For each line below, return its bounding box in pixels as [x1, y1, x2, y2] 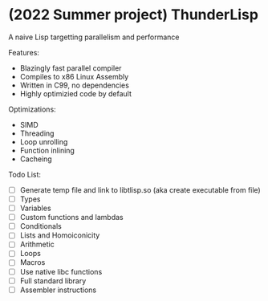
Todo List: [8, 169, 42, 179]
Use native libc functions [19, 266, 103, 276]
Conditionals [19, 222, 62, 231]
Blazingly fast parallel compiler [19, 63, 122, 73]
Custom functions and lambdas [19, 213, 124, 222]
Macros [19, 258, 46, 267]
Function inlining [19, 145, 75, 155]
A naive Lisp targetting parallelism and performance [8, 32, 180, 42]
